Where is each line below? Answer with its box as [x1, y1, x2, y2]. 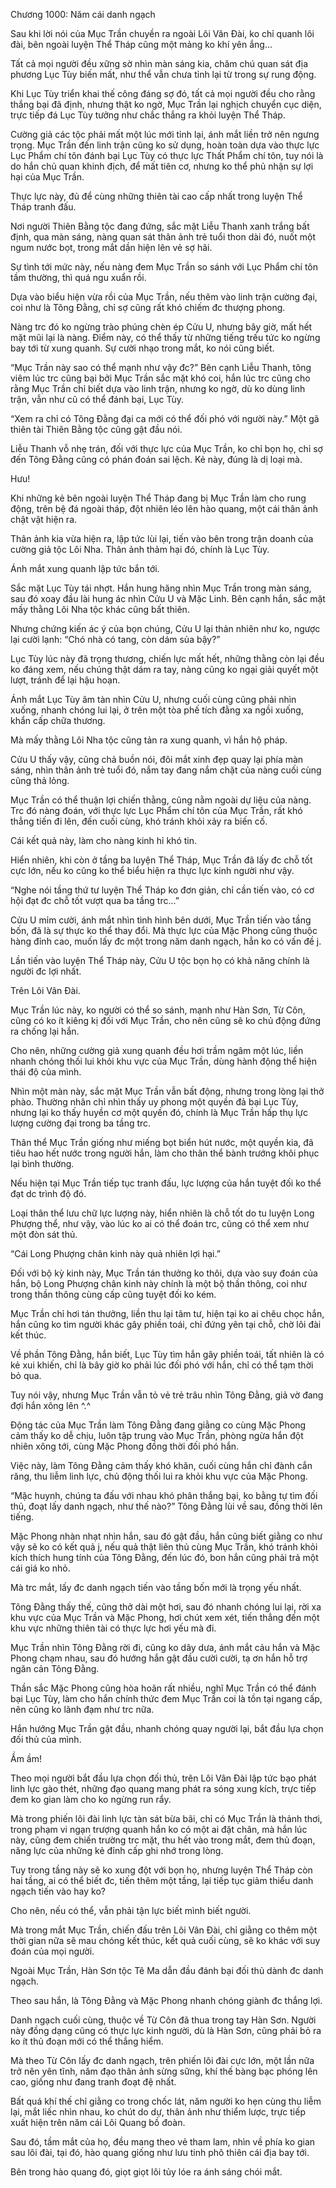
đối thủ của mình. [10, 1734, 82, 1745]
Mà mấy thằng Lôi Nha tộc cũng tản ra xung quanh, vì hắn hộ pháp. [10, 734, 288, 746]
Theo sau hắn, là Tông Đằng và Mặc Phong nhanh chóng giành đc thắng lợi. [10, 1995, 323, 2006]
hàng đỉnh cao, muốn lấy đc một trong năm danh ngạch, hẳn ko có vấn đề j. [10, 935, 322, 947]
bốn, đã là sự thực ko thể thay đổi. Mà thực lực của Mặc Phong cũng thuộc [10, 925, 318, 936]
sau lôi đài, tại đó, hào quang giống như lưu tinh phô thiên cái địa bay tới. [10, 2147, 310, 2158]
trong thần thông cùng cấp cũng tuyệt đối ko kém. [10, 1289, 217, 1300]
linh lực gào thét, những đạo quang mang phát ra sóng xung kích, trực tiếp [10, 1783, 317, 1794]
